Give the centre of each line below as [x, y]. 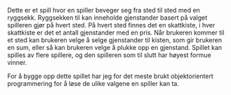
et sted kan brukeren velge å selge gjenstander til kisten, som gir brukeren [115, 40]
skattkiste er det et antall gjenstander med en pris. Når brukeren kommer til [116, 32]
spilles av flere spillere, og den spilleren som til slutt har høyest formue [110, 55]
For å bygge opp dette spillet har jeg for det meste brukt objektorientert [111, 76]
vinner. [17, 62]
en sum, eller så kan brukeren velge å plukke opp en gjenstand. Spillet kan [115, 47]
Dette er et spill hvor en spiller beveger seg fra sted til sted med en [104, 10]
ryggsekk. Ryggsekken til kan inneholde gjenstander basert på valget [107, 18]
